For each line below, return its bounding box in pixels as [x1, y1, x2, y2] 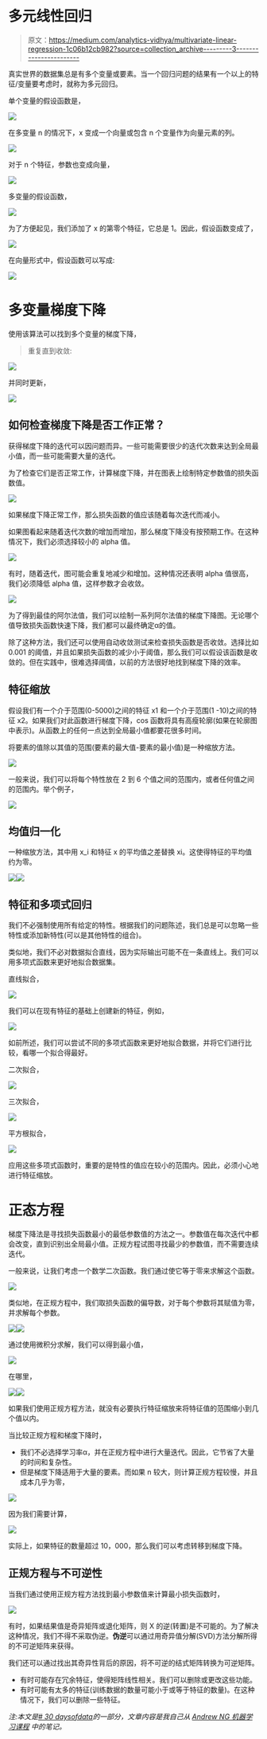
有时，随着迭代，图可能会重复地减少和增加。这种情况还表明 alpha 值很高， [8, 568, 253, 578]
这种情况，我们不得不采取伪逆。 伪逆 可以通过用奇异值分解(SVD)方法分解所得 [8, 1631, 257, 1640]
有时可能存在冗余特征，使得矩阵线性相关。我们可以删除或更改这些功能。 [19, 1674, 257, 1684]
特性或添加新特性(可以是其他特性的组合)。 [8, 930, 146, 940]
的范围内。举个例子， [8, 784, 78, 794]
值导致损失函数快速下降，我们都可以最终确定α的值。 [8, 620, 180, 630]
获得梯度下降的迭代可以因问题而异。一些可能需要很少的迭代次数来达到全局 [8, 441, 252, 450]
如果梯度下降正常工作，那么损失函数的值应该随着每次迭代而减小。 [8, 509, 224, 519]
